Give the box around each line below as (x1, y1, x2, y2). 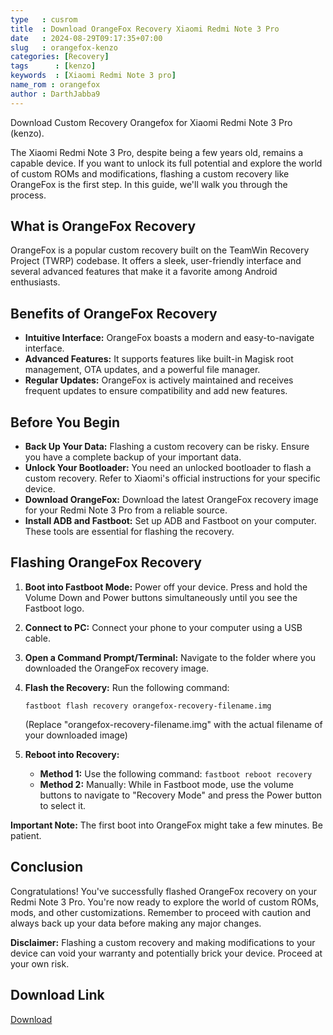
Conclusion (10, 859, 84, 876)
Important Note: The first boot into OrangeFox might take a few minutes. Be (10, 819, 323, 831)
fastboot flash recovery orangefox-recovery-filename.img (24, 701, 272, 711)
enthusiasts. (10, 276, 61, 288)
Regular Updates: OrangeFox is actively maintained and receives (24, 374, 294, 386)
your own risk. (10, 957, 70, 970)
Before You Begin (10, 414, 121, 431)
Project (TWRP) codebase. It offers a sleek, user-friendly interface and (10, 255, 302, 267)
